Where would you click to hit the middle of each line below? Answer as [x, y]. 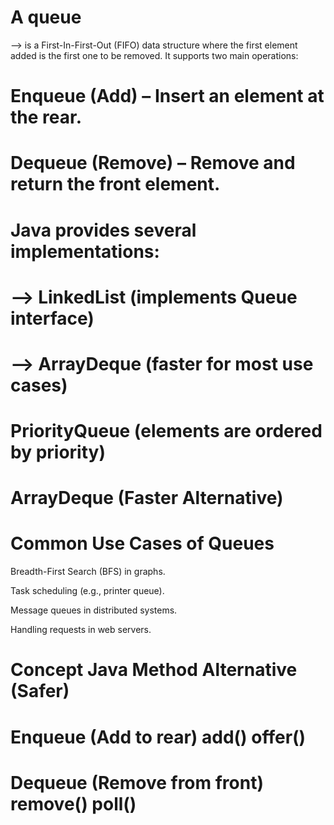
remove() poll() [73, 803]
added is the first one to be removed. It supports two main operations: [154, 55]
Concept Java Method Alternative [154, 670]
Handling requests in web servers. [81, 630]
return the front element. [115, 184]
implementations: [85, 251]
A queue [46, 17]
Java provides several [103, 230]
